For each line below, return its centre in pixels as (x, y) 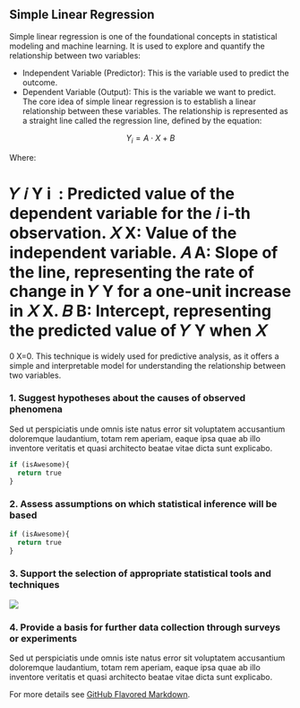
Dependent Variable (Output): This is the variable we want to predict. (149, 92)
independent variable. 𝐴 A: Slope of (144, 253)
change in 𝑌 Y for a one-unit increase (150, 291)
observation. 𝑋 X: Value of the (123, 233)
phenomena (36, 409)
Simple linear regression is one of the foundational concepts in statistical (143, 36)
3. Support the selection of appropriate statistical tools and (140, 573)
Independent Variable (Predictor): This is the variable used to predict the (155, 73)
